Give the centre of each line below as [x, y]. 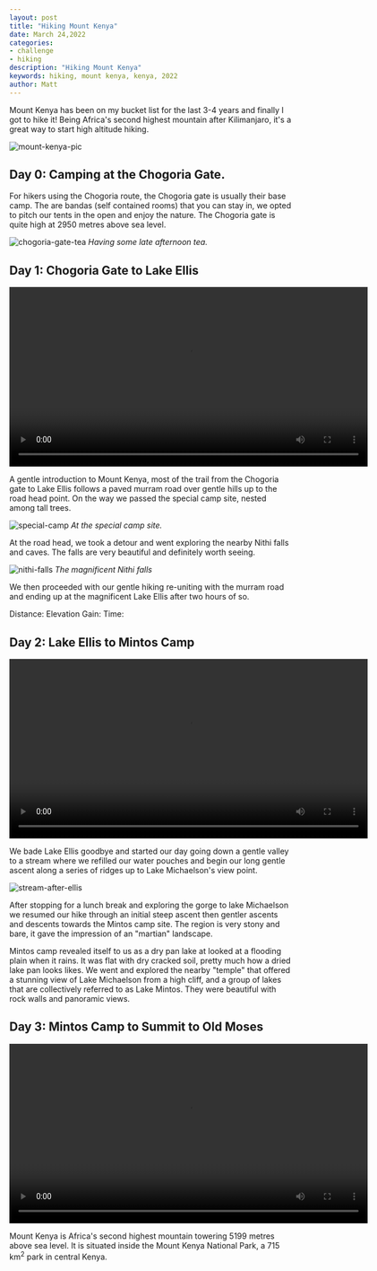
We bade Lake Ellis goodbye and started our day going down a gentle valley [149, 851]
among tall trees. [40, 508]
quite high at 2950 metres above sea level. [88, 224]
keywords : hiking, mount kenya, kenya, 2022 [94, 76]
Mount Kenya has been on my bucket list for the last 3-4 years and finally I [147, 110]
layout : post [34, 18]
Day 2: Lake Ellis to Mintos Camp [102, 642]
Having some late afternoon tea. [148, 242]
